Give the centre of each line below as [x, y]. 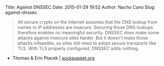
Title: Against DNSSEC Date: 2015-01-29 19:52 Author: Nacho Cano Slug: [80, 7]
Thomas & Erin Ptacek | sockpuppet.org [53, 58]
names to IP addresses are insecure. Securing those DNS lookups [85, 27]
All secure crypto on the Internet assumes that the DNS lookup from [87, 22]
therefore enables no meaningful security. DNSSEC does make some [88, 33]
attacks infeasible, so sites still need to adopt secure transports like [87, 43]
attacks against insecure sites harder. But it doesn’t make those [83, 38]
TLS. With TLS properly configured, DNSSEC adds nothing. [78, 48]
